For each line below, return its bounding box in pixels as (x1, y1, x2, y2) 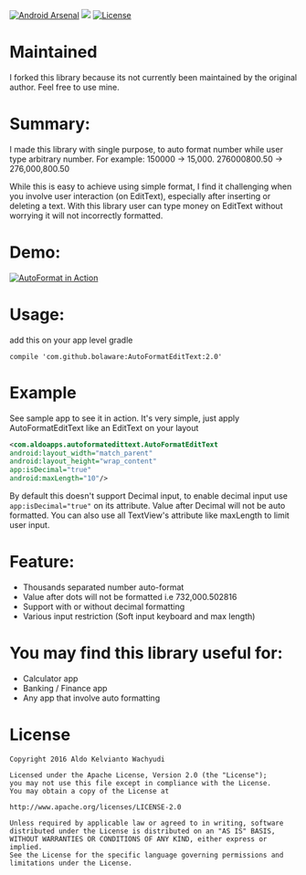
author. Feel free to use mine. (9, 81, 121, 92)
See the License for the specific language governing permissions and (9, 850, 284, 859)
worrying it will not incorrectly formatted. (9, 210, 164, 221)
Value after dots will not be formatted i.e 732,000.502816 (22, 592, 237, 602)
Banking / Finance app (22, 682, 108, 693)
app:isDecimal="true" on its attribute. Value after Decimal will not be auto (9, 501, 286, 511)
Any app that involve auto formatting (22, 692, 161, 703)
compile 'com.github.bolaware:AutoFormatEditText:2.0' (9, 352, 223, 361)
